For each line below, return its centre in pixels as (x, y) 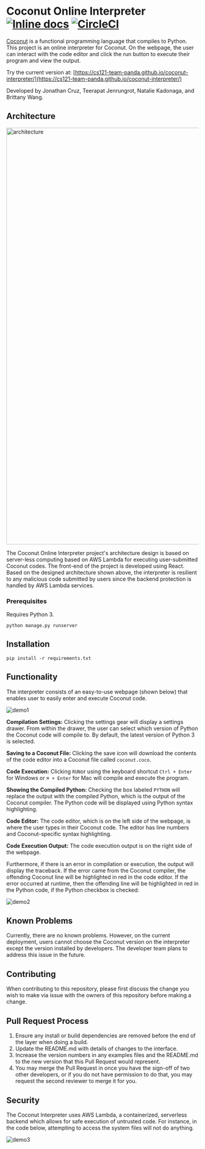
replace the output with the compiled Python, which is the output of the (96, 796)
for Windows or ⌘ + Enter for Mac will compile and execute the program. (98, 778)
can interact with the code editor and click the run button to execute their (98, 54)
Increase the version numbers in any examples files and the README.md (106, 1055)
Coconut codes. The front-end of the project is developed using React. (95, 566)
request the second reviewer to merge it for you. (76, 1081)
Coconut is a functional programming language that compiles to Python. (97, 41)
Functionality (32, 677)
